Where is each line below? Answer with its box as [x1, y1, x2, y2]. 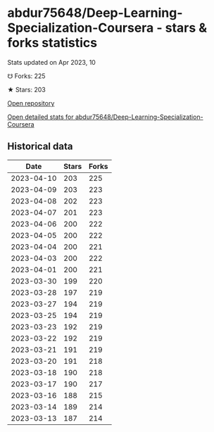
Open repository [7, 99, 55, 107]
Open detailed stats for [7, 113, 74, 121]
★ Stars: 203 [7, 85, 46, 94]
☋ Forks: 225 [7, 72, 46, 80]
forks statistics [7, 35, 97, 51]
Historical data [7, 141, 73, 153]
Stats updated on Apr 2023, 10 [7, 58, 96, 66]
